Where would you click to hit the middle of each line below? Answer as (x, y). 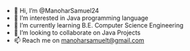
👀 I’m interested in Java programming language (81, 18)
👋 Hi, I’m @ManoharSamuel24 (56, 11)
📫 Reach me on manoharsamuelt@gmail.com (79, 40)
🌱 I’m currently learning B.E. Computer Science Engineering (98, 25)
